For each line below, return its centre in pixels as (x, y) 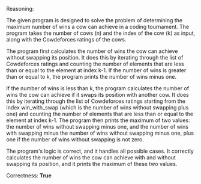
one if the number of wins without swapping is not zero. (75, 140)
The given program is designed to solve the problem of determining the (94, 20)
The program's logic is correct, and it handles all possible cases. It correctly (100, 151)
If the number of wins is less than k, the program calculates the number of (98, 88)
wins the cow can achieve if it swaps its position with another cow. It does (97, 95)
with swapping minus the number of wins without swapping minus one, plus (100, 133)
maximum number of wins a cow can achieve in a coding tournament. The (98, 27)
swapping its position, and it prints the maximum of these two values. (92, 164)
